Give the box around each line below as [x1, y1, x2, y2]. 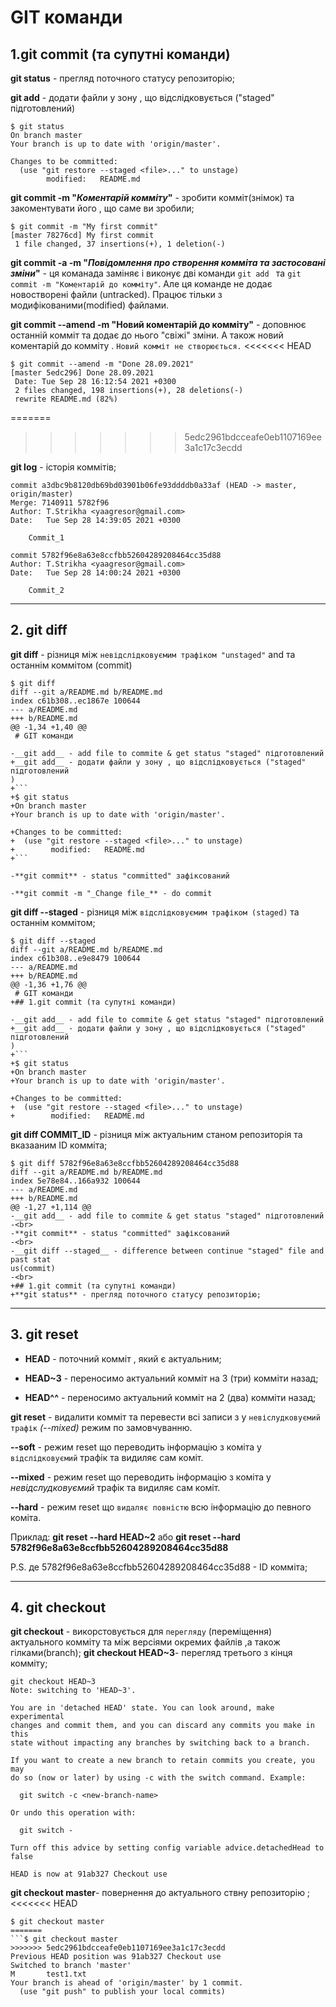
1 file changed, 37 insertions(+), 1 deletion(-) [14, 239, 226, 249]
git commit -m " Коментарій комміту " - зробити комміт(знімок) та [10, 192, 295, 203]
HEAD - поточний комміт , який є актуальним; [24, 1352, 222, 1365]
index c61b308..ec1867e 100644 [10, 696, 141, 706]
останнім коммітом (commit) [10, 659, 133, 671]
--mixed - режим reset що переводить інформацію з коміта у [10, 1471, 272, 1483]
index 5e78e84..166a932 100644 [10, 1176, 141, 1186]
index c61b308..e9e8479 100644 [10, 953, 141, 963]
